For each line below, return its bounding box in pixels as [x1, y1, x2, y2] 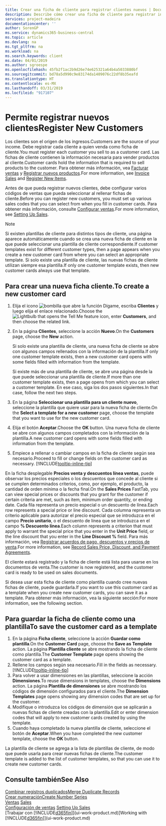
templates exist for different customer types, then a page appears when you [5, 247, 160, 253]
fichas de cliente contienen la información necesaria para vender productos [5, 154, 160, 160]
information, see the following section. [5, 600, 83, 606]
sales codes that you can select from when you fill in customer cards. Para [5, 201, 157, 207]
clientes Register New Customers [5, 122, 143, 133]
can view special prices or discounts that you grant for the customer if [5, 492, 148, 498]
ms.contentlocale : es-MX [5, 81, 56, 86]
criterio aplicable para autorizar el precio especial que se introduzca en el [5, 512, 155, 518]
